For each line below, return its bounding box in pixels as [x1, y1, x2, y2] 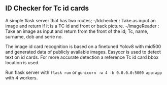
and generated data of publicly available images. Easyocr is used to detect [5, 49, 161, 55]
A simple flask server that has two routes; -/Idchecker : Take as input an [5, 17, 156, 23]
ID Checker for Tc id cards [5, 4, 89, 13]
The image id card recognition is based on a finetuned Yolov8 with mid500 [5, 43, 161, 50]
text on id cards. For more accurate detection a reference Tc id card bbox [5, 54, 159, 60]
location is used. [5, 59, 40, 65]
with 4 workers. [5, 74, 38, 80]
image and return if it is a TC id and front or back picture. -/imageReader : [5, 23, 159, 29]
